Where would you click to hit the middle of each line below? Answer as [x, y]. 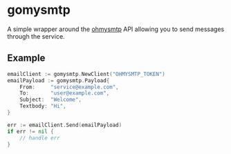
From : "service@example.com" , [69, 87]
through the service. [36, 36]
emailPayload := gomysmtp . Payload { [58, 80]
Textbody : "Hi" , [43, 106]
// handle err [40, 138]
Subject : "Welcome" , [50, 100]
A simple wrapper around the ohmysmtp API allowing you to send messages [116, 29]
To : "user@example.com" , [65, 93]
